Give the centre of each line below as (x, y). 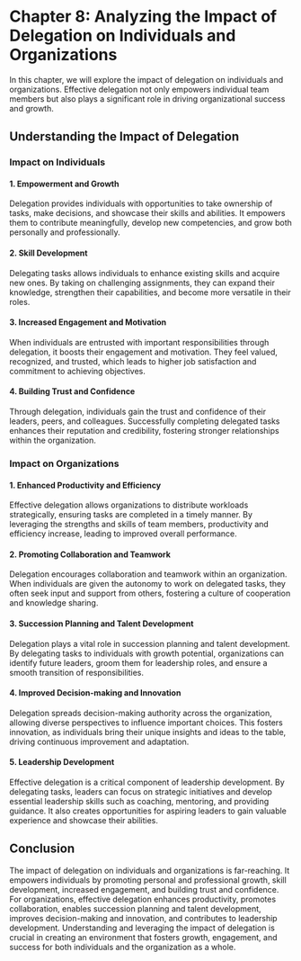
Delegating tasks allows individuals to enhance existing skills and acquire (145, 273)
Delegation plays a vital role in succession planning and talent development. (150, 643)
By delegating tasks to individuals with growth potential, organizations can (147, 653)
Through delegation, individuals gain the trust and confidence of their (138, 412)
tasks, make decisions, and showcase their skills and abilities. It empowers (147, 213)
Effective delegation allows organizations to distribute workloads (129, 505)
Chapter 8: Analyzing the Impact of (143, 17)
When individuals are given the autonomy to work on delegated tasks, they (147, 584)
